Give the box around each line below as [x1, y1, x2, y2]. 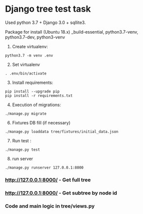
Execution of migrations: [12, 101, 61, 108]
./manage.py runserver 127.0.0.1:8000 [5, 165, 84, 170]
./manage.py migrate [5, 111, 47, 116]
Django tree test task [5, 3, 91, 15]
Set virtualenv [12, 61, 40, 67]
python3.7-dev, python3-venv [5, 34, 65, 40]
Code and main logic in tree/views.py [5, 202, 95, 209]
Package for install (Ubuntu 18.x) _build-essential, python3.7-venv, [5, 29, 139, 35]
